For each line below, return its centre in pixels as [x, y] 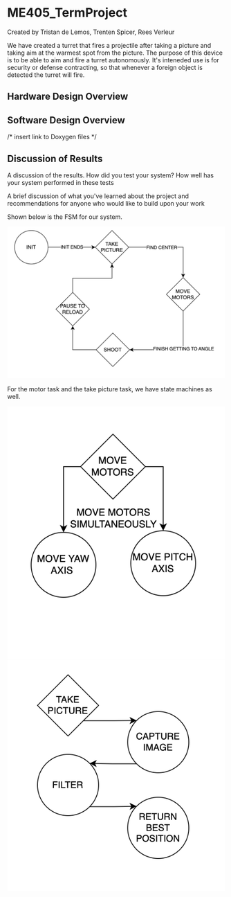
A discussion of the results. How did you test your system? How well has [111, 175]
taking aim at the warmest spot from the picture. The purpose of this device [115, 53]
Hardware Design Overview [68, 97]
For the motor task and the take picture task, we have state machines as [110, 389]
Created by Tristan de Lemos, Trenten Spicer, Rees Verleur [91, 32]
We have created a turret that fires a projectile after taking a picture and [109, 45]
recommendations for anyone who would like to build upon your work [106, 203]
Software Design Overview [66, 120]
